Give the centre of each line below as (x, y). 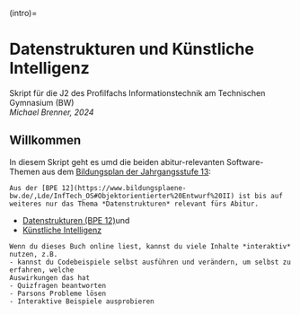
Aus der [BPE (34, 188)
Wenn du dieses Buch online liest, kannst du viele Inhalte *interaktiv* (150, 246)
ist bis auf (260, 196)
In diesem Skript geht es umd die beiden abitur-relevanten (117, 162)
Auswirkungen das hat (50, 277)
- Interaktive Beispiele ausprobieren (82, 301)
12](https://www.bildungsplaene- (124, 188)
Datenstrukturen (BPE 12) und (76, 220)
